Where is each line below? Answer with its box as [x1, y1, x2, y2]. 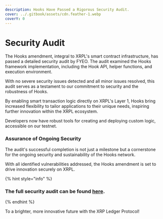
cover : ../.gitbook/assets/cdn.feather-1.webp [5, 12, 101, 17]
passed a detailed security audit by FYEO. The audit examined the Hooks [5, 59, 151, 64]
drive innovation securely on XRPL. [5, 166, 75, 172]
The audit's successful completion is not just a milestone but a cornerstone [5, 146, 156, 152]
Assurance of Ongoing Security [5, 135, 81, 142]
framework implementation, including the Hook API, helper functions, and [5, 64, 152, 70]
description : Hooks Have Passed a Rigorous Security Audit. [5, 7, 130, 12]
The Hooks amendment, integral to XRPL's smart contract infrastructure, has [5, 53, 159, 59]
